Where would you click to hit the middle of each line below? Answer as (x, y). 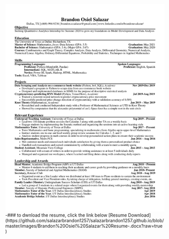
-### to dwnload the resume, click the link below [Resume (66, 215)
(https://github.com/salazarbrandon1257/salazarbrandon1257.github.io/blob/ (85, 221)
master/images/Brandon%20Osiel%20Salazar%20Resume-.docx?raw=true (84, 226)
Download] (139, 215)
